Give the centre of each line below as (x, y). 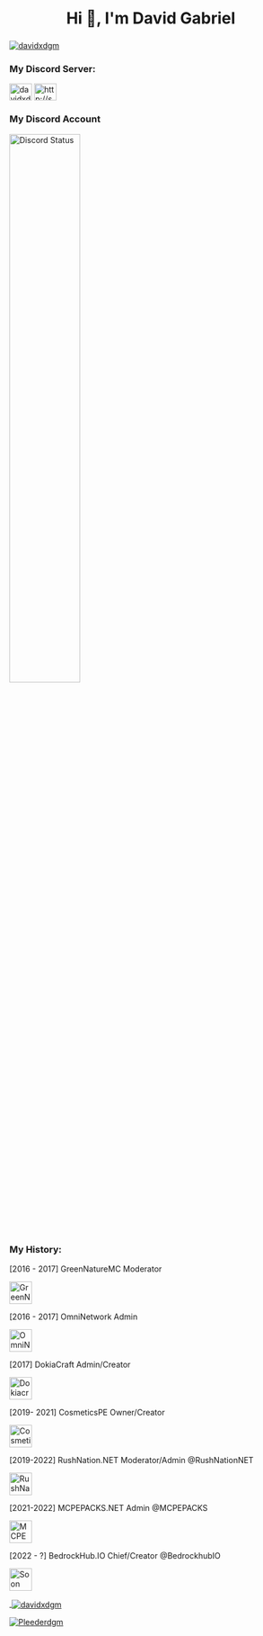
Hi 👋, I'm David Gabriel (151, 18)
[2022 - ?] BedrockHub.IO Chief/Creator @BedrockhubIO (115, 1555)
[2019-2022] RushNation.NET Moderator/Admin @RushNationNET (131, 1460)
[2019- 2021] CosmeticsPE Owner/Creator (87, 1412)
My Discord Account (55, 119)
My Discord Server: (53, 69)
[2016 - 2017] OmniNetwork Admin (74, 1317)
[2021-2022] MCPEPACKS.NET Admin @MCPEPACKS (109, 1508)
